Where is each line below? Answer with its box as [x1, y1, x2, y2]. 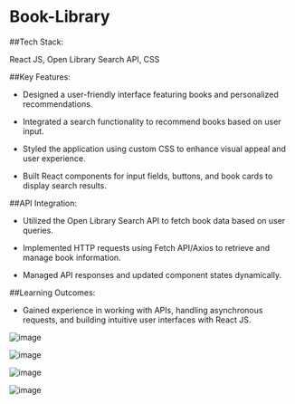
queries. [22, 225, 54, 236]
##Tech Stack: [9, 36, 64, 47]
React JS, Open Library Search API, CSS [9, 53, 160, 64]
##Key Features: [9, 71, 71, 82]
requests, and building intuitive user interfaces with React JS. [22, 314, 252, 325]
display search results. [22, 179, 107, 191]
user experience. [22, 152, 86, 164]
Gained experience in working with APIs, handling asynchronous [22, 304, 263, 315]
